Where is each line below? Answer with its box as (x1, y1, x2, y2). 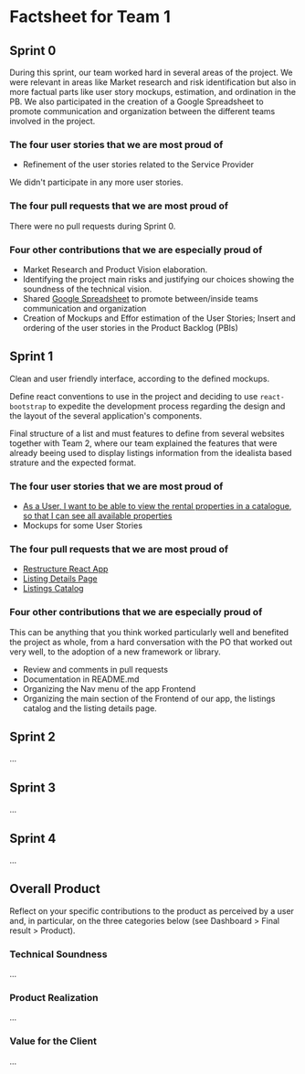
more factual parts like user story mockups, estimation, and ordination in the (9, 87, 297, 97)
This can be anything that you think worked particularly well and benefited (9, 626, 289, 637)
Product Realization (9, 992, 99, 1005)
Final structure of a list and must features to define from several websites (9, 428, 285, 439)
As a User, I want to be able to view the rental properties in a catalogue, (22, 501, 292, 511)
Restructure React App (22, 564, 109, 575)
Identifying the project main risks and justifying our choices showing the (22, 273, 295, 284)
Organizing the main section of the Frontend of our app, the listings (22, 693, 276, 704)
